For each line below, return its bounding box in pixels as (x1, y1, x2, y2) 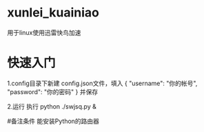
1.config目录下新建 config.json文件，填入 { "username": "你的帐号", (7, 79, 198, 87)
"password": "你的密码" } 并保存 (7, 87, 99, 96)
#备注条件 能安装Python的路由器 (7, 117, 100, 125)
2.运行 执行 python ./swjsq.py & (7, 102, 96, 111)
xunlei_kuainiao (7, 5, 100, 21)
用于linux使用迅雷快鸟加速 (7, 28, 81, 36)
